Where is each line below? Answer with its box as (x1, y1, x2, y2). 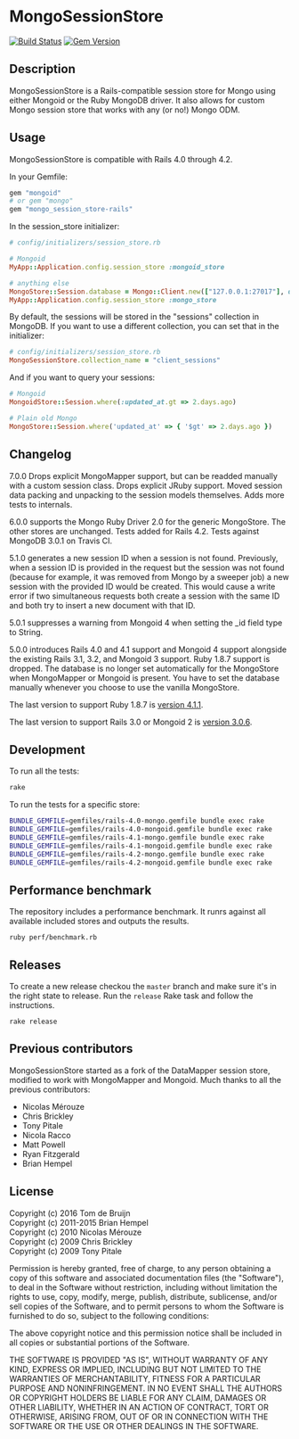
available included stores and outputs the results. (9, 916, 190, 927)
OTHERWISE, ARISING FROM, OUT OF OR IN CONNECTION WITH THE (9, 1411, 269, 1422)
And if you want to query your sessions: (9, 372, 156, 383)
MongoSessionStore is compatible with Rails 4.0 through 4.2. (9, 153, 233, 164)
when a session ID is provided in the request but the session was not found (9, 562, 285, 573)
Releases (9, 957, 61, 972)
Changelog (9, 447, 72, 462)
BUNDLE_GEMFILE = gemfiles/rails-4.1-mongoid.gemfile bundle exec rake (9, 841, 273, 850)
